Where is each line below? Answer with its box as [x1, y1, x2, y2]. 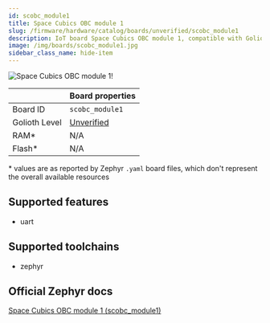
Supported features [8, 195, 109, 209]
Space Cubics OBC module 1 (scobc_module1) [8, 306, 162, 316]
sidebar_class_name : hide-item [8, 49, 113, 57]
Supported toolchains [8, 240, 120, 254]
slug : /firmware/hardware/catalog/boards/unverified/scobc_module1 [8, 27, 239, 35]
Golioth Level [12, 117, 62, 128]
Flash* [12, 143, 39, 153]
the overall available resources [8, 172, 110, 182]
